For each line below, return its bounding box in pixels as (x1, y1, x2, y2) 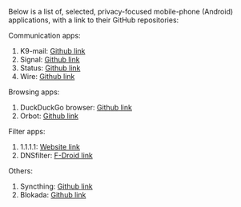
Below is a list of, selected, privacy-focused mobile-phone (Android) (8, 7, 234, 16)
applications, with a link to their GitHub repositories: (8, 15, 179, 25)
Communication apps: (8, 31, 82, 40)
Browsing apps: (8, 87, 60, 97)
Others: (8, 166, 34, 175)
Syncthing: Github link (19, 181, 94, 191)
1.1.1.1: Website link (19, 142, 80, 151)
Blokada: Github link (19, 190, 86, 199)
